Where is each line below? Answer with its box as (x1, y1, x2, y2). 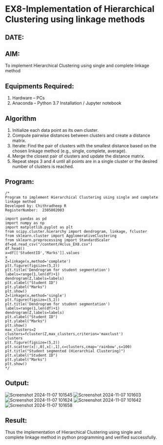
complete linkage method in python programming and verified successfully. (5, 434, 157, 440)
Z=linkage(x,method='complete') (5, 259, 71, 264)
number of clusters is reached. (12, 163, 74, 169)
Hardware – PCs (12, 95, 45, 101)
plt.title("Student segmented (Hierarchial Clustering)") (5, 348, 125, 353)
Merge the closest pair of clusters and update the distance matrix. (12, 153, 145, 159)
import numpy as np (5, 221, 45, 225)
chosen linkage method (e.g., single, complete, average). (12, 148, 127, 154)
